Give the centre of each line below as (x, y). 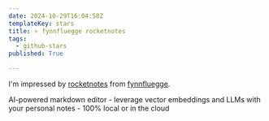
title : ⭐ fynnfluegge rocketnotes (67, 31)
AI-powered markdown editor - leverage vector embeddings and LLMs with (135, 99)
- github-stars (41, 46)
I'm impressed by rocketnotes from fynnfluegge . (89, 84)
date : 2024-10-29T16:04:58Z (56, 16)
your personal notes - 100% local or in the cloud (89, 108)
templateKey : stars (41, 24)
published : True (36, 54)
